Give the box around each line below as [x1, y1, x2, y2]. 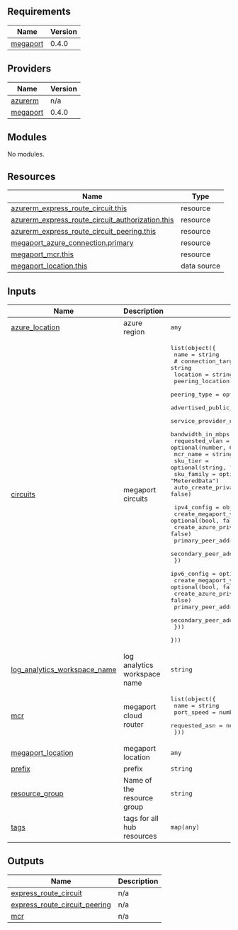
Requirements [7, 6, 71, 18]
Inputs [7, 285, 37, 297]
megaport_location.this [11, 261, 88, 271]
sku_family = [174, 470, 216, 478]
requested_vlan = [174, 437, 230, 445]
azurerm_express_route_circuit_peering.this [11, 227, 157, 237]
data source [180, 261, 221, 271]
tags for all [123, 814, 159, 824]
